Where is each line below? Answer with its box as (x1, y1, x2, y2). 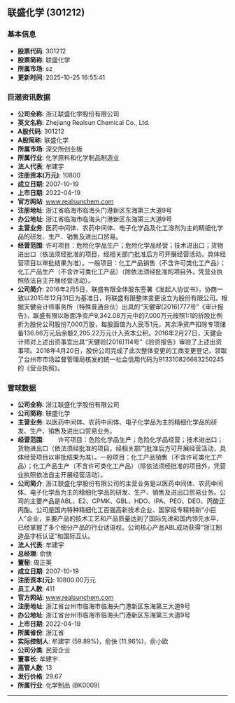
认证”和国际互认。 (41, 532, 94, 540)
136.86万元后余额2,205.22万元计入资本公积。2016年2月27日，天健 (23, 328, 217, 337)
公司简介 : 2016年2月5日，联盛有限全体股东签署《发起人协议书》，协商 (17, 285, 218, 293)
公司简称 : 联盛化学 (17, 409, 71, 417)
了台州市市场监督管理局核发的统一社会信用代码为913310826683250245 (17, 355, 225, 363)
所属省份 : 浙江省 (17, 629, 64, 637)
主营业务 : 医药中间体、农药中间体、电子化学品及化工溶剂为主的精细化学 (17, 223, 224, 232)
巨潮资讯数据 (7, 92, 51, 102)
